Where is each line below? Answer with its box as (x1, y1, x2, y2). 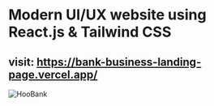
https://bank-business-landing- (36, 55, 202, 69)
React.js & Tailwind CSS (8, 23, 172, 41)
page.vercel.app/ (8, 67, 98, 82)
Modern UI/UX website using (8, 6, 207, 24)
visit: (8, 55, 35, 69)
